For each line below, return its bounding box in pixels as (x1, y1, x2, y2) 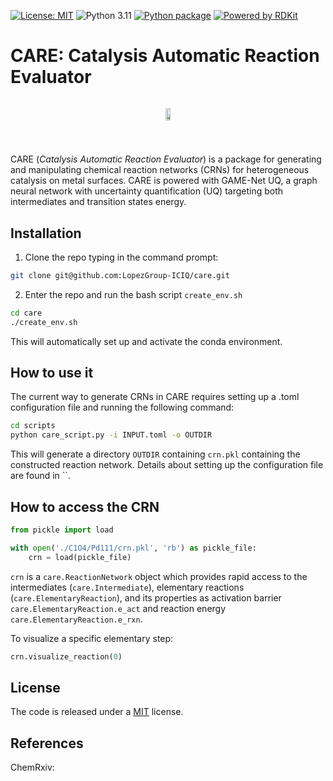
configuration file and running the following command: (10, 401, 235, 414)
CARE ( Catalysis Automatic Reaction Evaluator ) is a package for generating (10, 153, 322, 165)
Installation (10, 225, 82, 242)
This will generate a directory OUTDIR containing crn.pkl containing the (10, 448, 301, 460)
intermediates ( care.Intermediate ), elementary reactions (10, 581, 245, 593)
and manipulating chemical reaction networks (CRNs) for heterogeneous (10, 164, 310, 176)
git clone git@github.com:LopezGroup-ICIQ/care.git (10, 270, 230, 280)
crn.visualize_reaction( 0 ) (10, 651, 123, 662)
